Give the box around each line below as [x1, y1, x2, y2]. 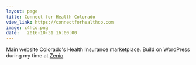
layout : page [6, 8, 38, 15]
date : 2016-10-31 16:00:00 [6, 30, 77, 36]
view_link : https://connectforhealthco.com [6, 19, 114, 25]
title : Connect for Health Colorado [6, 14, 95, 20]
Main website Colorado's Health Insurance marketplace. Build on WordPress [6, 46, 190, 53]
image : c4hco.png [6, 24, 49, 31]
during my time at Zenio [6, 52, 64, 59]
